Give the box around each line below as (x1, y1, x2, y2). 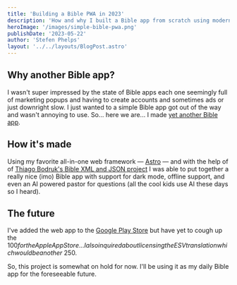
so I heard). (7, 187, 41, 195)
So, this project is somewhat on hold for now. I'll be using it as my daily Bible (7, 262, 229, 271)
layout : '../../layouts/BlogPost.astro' (7, 43, 128, 50)
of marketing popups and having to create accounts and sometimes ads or (7, 95, 224, 104)
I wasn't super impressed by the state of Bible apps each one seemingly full (7, 87, 228, 96)
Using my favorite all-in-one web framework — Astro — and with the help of (7, 157, 229, 166)
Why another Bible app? (7, 69, 115, 81)
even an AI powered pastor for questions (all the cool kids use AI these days (7, 179, 229, 188)
